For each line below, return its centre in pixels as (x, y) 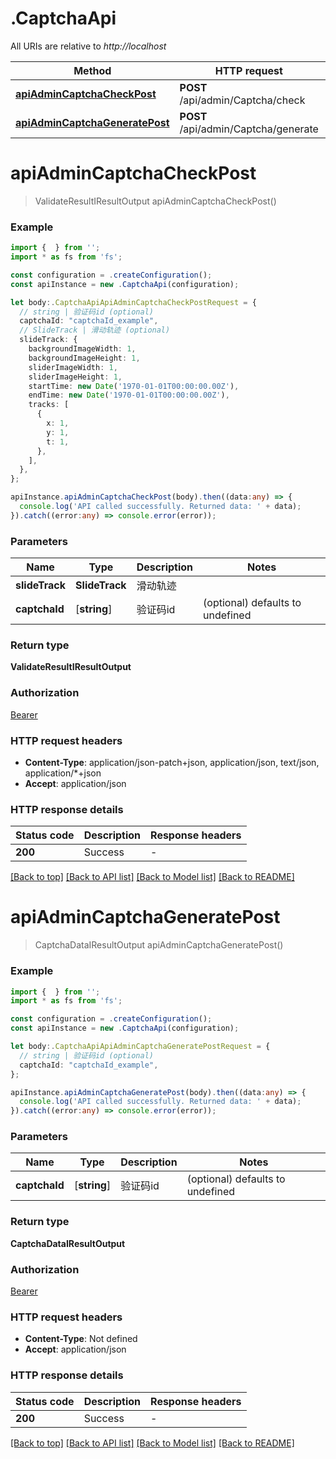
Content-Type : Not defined (81, 1339)
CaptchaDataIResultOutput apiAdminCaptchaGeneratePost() (159, 945)
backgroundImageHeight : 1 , (84, 358)
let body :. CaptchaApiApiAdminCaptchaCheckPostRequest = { (133, 302)
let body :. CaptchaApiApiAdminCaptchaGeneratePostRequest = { (140, 1047)
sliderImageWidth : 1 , (73, 367)
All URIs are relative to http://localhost (88, 46)
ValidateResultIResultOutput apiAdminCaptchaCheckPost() (155, 201)
